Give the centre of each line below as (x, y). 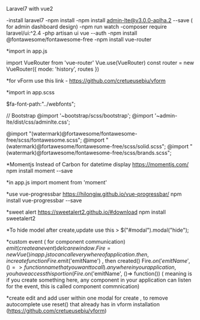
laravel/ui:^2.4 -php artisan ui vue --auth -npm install (72, 33)
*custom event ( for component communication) (66, 242)
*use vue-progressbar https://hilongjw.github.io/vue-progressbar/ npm (94, 194)
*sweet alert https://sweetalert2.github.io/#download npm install (86, 212)
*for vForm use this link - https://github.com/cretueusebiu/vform (86, 81)
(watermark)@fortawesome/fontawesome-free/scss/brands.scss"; (89, 153)
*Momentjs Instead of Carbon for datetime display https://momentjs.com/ (98, 164)
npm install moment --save (40, 171)
